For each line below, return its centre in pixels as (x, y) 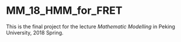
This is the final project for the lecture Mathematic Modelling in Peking (90, 26)
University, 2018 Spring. (35, 32)
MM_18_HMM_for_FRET (64, 11)
